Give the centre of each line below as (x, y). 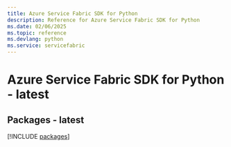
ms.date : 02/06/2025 (37, 26)
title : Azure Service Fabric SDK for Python (72, 13)
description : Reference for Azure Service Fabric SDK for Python (103, 20)
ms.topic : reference (37, 33)
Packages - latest (46, 120)
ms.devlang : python (35, 39)
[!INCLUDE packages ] (38, 136)
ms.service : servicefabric (46, 46)
